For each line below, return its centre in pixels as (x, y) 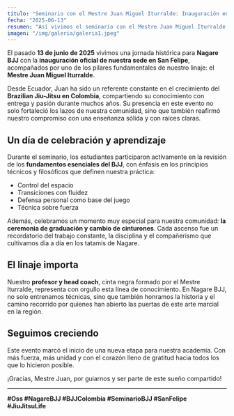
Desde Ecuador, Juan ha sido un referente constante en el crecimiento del (114, 88)
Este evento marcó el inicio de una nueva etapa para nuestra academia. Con (117, 350)
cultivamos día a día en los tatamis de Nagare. (73, 243)
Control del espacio (45, 185)
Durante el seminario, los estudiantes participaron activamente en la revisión (117, 157)
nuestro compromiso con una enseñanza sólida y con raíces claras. (104, 118)
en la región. (25, 311)
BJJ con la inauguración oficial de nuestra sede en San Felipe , (99, 61)
